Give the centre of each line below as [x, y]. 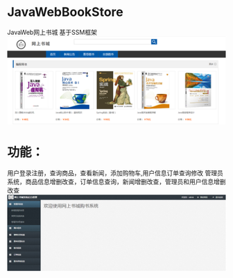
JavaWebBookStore [65, 12]
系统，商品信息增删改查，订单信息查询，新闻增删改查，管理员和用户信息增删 [116, 181]
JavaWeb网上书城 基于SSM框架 [52, 32]
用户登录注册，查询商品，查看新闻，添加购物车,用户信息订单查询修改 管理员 [115, 173]
